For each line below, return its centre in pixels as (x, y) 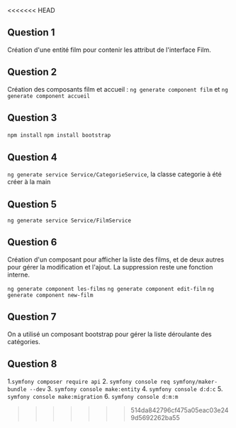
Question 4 (33, 157)
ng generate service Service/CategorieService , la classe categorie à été (114, 174)
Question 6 (32, 242)
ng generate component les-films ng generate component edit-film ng (111, 289)
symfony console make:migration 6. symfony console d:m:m (93, 396)
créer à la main (29, 182)
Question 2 (32, 72)
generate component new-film (50, 295)
